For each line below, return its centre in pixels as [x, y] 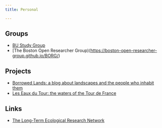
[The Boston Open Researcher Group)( [51, 51]
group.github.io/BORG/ [35, 56]
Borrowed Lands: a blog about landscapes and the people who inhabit [83, 83]
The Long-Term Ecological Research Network [58, 121]
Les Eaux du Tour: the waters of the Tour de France [64, 93]
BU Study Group [29, 45]
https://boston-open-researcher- [123, 51]
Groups [17, 34]
